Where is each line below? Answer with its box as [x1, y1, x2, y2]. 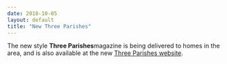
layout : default [7, 17, 54, 23]
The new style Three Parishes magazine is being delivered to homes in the [7, 42, 220, 50]
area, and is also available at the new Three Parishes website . [7, 49, 184, 57]
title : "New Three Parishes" [7, 23, 92, 30]
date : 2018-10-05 [7, 10, 58, 17]
